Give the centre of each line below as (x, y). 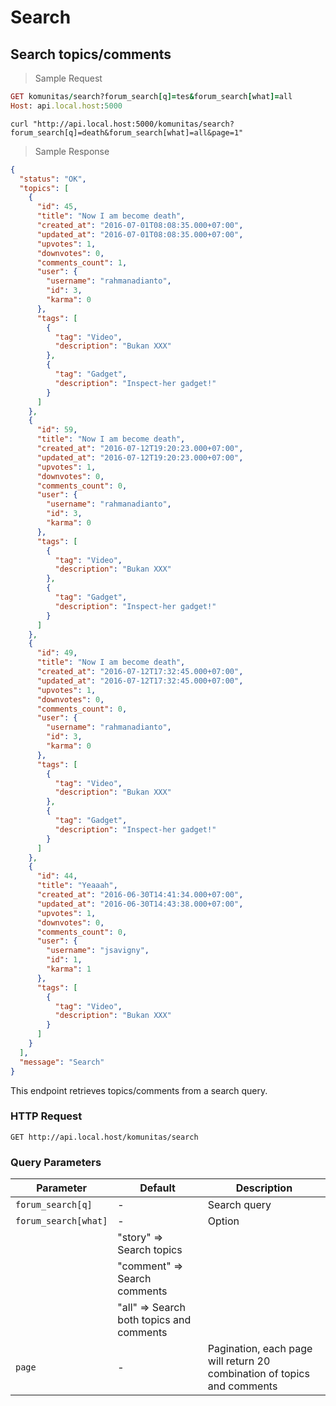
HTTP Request (46, 1116)
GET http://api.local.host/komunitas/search (104, 1137)
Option (223, 1221)
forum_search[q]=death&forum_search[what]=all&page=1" (127, 132)
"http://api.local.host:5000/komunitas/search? (133, 124)
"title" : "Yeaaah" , (77, 886)
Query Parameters (56, 1162)
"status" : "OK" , (53, 179)
